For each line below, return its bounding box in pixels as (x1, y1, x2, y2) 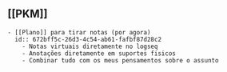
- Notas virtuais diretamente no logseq (22, 42, 158, 50)
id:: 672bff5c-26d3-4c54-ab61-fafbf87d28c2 (14, 35, 161, 43)
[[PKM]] (7, 7, 48, 21)
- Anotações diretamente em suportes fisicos (22, 49, 177, 58)
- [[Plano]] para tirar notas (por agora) (7, 28, 151, 36)
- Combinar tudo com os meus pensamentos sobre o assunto (22, 56, 219, 64)
